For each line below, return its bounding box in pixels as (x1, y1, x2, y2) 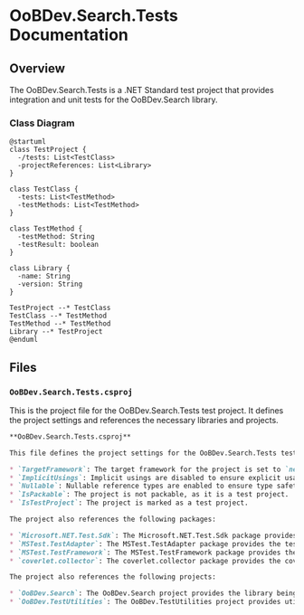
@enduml (9, 336, 39, 345)
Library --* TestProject (9, 327, 103, 336)
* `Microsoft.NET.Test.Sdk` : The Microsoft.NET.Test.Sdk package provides (9, 531, 298, 540)
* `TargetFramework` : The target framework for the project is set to (9, 465, 281, 474)
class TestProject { (9, 146, 88, 155)
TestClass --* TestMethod (9, 311, 107, 321)
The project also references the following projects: (9, 572, 217, 582)
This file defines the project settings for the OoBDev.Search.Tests (9, 449, 278, 458)
